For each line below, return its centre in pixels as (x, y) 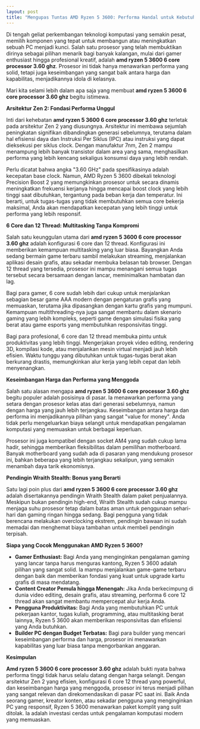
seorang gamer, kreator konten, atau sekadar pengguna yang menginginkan (99, 700)
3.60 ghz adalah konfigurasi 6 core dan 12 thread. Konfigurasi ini (86, 243)
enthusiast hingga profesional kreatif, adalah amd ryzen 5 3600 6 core (93, 60)
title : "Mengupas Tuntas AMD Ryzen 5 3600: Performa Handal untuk (90, 17)
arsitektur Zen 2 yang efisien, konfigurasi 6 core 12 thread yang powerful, (96, 681)
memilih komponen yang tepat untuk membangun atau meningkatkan (91, 41)
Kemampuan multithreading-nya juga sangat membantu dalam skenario (94, 312)
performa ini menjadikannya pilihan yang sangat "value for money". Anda (96, 416)
